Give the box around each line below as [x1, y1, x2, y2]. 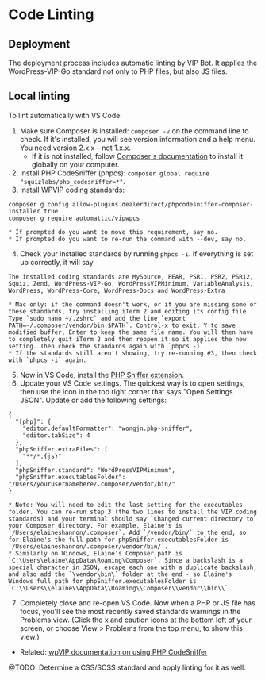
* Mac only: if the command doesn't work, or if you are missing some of [8, 300, 258, 309]
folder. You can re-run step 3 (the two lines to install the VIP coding [8, 508, 258, 516]
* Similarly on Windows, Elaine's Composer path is [8, 549, 182, 557]
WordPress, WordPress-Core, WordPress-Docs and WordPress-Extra [8, 286, 225, 294]
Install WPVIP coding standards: [19, 185, 125, 194]
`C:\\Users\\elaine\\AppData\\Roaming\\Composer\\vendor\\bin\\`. [8, 584, 232, 592]
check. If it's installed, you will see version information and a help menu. [19, 134, 255, 144]
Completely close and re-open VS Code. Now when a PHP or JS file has [19, 597, 255, 608]
